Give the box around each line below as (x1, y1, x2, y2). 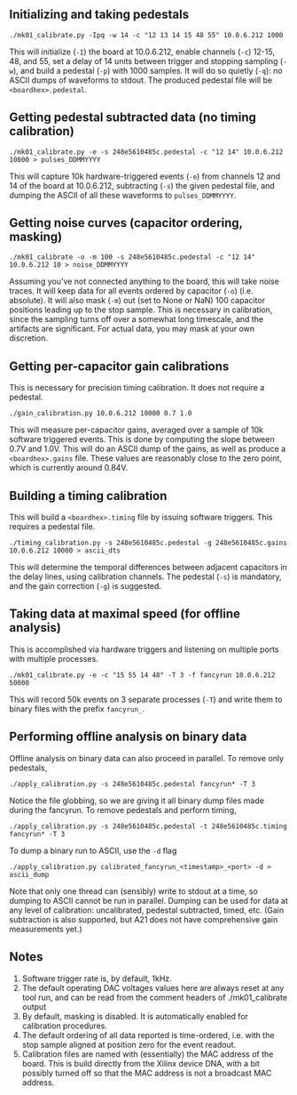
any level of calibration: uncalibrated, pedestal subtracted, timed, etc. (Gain (9, 905, 285, 915)
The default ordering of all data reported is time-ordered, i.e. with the (21, 1029, 275, 1040)
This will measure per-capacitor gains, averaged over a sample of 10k (9, 424, 264, 435)
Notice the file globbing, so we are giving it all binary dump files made (9, 795, 264, 806)
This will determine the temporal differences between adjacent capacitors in (9, 562, 288, 573)
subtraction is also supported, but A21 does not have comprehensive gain (9, 914, 278, 924)
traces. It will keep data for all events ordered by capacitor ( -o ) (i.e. (9, 286, 254, 296)
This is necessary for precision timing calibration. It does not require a (9, 382, 265, 393)
